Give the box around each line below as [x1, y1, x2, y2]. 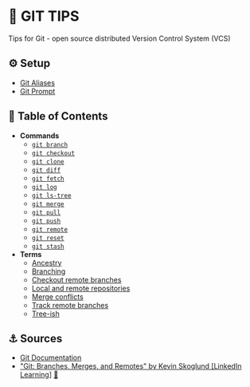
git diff [31, 166, 61, 174]
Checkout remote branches [31, 274, 122, 284]
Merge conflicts [31, 291, 84, 302]
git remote [31, 225, 68, 234]
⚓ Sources [8, 331, 63, 346]
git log [31, 183, 57, 191]
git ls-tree [31, 192, 72, 199]
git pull [31, 208, 61, 216]
